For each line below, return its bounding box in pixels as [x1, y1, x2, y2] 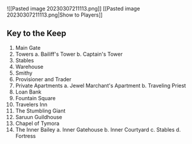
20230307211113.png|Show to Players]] [7, 11, 103, 18]
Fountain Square [15, 94, 56, 101]
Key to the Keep [7, 28, 67, 39]
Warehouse [15, 63, 44, 70]
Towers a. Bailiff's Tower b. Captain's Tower [15, 50, 123, 57]
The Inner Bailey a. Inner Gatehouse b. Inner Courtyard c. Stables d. [15, 126, 181, 133]
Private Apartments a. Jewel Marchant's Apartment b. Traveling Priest [15, 82, 186, 89]
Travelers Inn [15, 101, 48, 108]
